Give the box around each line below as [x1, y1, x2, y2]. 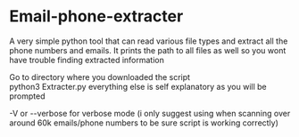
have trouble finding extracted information [9, 54, 165, 65]
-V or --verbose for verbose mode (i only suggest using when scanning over [9, 108, 291, 118]
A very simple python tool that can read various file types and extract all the [9, 36, 288, 46]
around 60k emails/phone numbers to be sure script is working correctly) [9, 117, 279, 128]
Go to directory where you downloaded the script [9, 71, 190, 82]
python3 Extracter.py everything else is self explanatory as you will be [9, 81, 268, 92]
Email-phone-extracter [9, 6, 184, 27]
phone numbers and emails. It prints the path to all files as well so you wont [9, 44, 287, 55]
